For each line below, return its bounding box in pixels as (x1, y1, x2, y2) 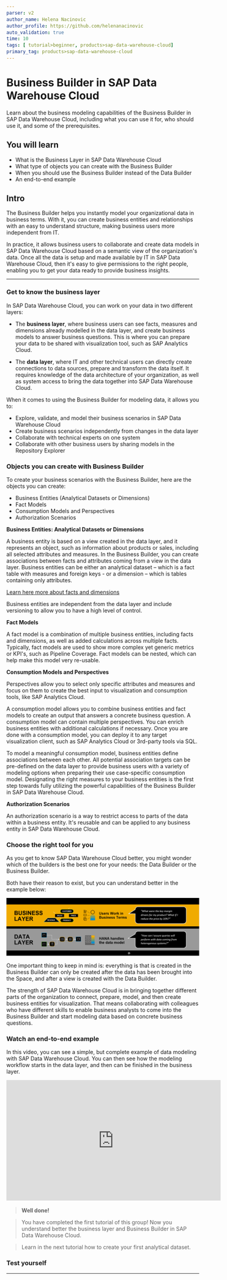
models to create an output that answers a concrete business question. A (6, 712, 191, 719)
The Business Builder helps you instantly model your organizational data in (6, 209, 195, 217)
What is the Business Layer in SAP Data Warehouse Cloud (15, 156, 162, 163)
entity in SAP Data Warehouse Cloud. (6, 825, 100, 833)
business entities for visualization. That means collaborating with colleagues (6, 1000, 199, 1007)
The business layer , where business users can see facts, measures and (15, 320, 198, 327)
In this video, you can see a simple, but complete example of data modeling (6, 1049, 197, 1056)
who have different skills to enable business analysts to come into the (6, 1006, 182, 1013)
